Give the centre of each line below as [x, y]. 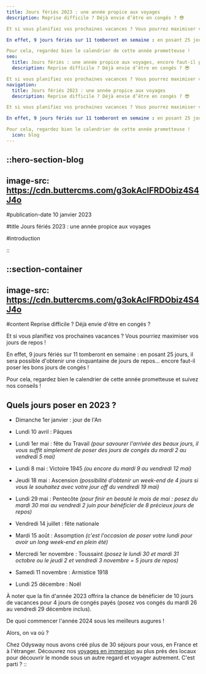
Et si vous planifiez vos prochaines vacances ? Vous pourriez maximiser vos [103, 336]
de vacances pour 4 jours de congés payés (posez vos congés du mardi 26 [102, 602]
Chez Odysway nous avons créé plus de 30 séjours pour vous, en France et [102, 645]
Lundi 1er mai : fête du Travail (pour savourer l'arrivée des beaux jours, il [107, 443]
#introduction [24, 238]
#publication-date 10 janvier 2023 [49, 214]
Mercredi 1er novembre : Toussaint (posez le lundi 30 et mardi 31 [97, 554]
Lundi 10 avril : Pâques [44, 431]
